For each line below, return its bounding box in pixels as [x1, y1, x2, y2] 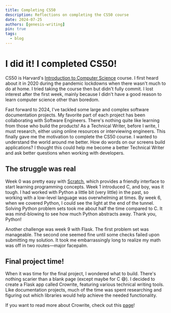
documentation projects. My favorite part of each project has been [5, 112, 145, 118]
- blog [10, 36, 24, 41]
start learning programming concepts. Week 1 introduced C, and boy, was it [5, 183, 164, 189]
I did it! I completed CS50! [5, 58, 117, 69]
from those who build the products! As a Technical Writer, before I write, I [5, 123, 159, 129]
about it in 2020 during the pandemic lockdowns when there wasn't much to [5, 80, 166, 86]
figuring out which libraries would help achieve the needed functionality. [5, 292, 157, 299]
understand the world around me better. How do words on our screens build [5, 139, 165, 145]
